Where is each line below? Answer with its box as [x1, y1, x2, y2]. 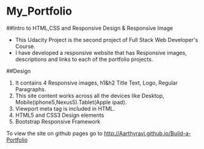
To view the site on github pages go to [6, 130, 103, 137]
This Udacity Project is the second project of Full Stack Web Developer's [15, 36, 199, 43]
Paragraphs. [15, 85, 46, 92]
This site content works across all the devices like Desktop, [15, 92, 165, 99]
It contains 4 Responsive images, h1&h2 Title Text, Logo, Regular [15, 79, 178, 86]
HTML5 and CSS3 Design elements [15, 111, 104, 119]
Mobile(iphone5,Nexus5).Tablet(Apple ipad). [15, 99, 127, 106]
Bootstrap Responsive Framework [15, 117, 101, 125]
